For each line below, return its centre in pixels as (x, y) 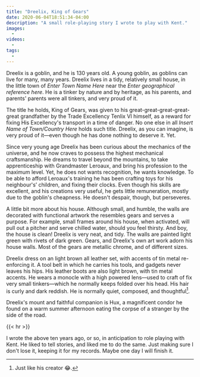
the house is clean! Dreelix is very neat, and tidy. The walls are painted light (99, 234)
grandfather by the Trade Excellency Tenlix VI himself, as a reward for (106, 116)
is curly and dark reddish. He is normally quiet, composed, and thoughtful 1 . (98, 291)
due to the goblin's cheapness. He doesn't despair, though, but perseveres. (99, 197)
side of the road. (26, 315)
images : (16, 28)
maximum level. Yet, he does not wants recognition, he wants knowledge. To (100, 172)
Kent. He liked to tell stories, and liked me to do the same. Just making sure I (100, 345)
